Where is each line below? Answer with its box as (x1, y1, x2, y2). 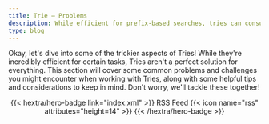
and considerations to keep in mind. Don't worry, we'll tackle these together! (8, 82, 260, 92)
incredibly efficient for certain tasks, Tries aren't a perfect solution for (8, 57, 238, 66)
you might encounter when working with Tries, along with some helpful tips (8, 74, 257, 84)
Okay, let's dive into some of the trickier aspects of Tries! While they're (8, 49, 243, 58)
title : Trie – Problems (8, 11, 88, 20)
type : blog (8, 26, 45, 34)
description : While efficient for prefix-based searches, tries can (8, 19, 242, 27)
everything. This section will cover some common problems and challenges (8, 66, 258, 75)
